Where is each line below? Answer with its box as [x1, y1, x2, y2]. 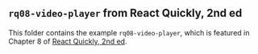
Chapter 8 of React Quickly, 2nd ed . [8, 36, 127, 46]
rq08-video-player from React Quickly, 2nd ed [8, 6, 243, 20]
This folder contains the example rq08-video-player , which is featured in [8, 27, 250, 37]
